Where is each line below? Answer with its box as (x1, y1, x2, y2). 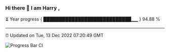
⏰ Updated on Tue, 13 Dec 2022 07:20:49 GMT (5, 32, 104, 38)
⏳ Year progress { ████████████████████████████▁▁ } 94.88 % (5, 16, 160, 22)
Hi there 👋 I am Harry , (5, 4, 60, 11)
